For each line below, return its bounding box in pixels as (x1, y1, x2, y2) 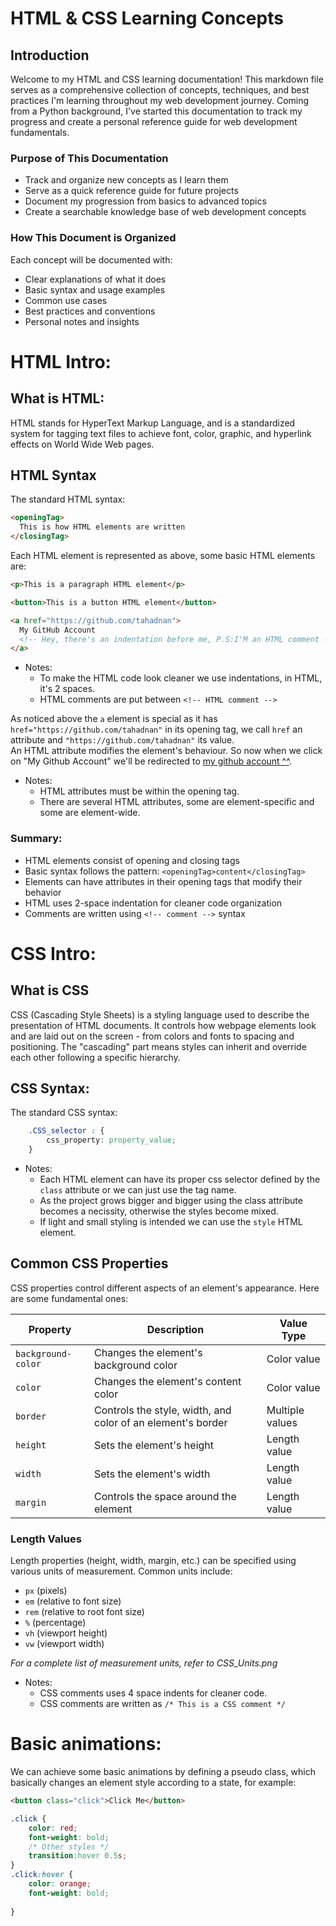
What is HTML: (10, 390, 105, 407)
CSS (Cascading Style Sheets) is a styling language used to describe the (10, 1008, 310, 1021)
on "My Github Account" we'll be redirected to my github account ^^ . (10, 755, 292, 767)
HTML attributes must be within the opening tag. (39, 785, 240, 797)
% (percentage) (24, 1617, 87, 1629)
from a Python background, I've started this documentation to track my (10, 105, 303, 117)
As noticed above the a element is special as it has (10, 713, 218, 725)
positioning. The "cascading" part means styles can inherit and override (10, 1040, 307, 1052)
